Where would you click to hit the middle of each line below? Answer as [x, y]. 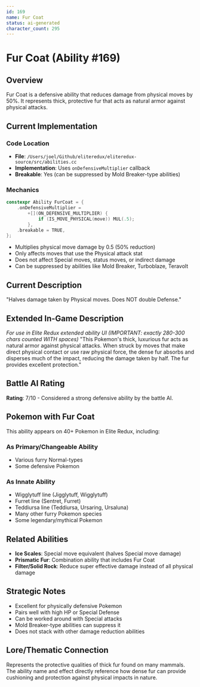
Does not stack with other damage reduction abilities [80, 631]
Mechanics [23, 189]
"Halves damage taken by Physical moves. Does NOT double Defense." [94, 300]
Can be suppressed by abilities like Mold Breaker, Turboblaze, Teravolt [101, 266]
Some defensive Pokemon [47, 466]
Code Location [28, 143]
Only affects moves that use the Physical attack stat [79, 254]
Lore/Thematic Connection [57, 650]
